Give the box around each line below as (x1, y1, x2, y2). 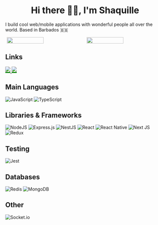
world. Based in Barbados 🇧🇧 (5, 26, 68, 32)
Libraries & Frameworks (5, 111, 82, 120)
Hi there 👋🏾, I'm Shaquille (31, 5, 139, 16)
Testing (5, 144, 30, 153)
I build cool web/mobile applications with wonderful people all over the (5, 21, 153, 27)
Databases (5, 172, 41, 181)
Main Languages (5, 83, 59, 92)
